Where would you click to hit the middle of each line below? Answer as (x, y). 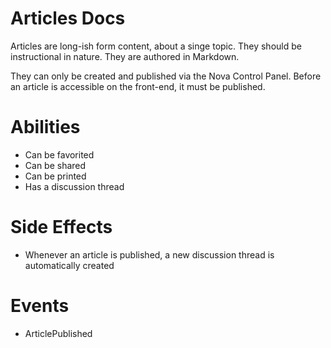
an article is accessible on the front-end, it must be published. (138, 86)
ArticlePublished (58, 333)
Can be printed (55, 176)
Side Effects (61, 227)
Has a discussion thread (74, 186)
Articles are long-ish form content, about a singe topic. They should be (156, 46)
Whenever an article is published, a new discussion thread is (149, 254)
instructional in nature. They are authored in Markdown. (125, 56)
